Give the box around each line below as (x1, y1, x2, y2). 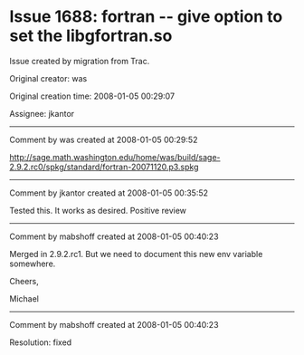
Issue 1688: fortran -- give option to (9, 6, 283, 27)
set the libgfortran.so (9, 25, 173, 46)
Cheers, (9, 275, 39, 286)
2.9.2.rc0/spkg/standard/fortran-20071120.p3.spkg (9, 161, 199, 172)
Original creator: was (9, 72, 88, 83)
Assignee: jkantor (9, 108, 75, 119)
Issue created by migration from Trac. (9, 55, 150, 66)
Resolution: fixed (9, 337, 72, 348)
